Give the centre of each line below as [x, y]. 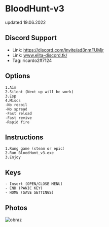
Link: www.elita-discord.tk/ [40, 55]
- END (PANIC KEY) [24, 188]
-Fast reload [18, 113]
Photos [16, 208]
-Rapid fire [17, 122]
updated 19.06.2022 [25, 22]
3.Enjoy [13, 157]
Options [18, 76]
